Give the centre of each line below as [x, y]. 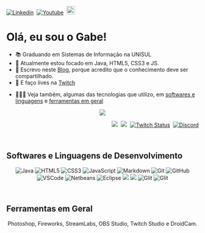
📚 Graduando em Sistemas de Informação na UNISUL [83, 54]
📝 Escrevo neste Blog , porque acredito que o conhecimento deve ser [102, 70]
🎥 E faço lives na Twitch [45, 82]
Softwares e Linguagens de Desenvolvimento [95, 156]
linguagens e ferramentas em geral [59, 101]
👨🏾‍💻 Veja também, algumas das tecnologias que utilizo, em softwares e [105, 94]
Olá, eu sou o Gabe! [57, 37]
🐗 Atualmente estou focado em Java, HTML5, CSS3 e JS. [87, 63]
